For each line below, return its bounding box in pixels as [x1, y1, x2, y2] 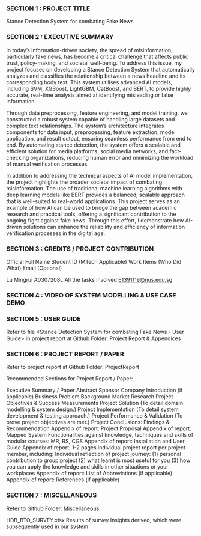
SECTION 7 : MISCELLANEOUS [6, 491, 97, 499]
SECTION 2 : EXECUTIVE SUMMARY [6, 33, 114, 41]
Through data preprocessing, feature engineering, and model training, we [6, 109, 188, 117]
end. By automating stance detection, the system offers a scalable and [6, 141, 181, 148]
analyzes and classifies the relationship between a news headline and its [6, 72, 186, 79]
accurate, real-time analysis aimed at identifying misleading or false [6, 91, 174, 99]
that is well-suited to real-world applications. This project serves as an [6, 197, 180, 205]
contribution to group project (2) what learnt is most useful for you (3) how [6, 457, 191, 464]
